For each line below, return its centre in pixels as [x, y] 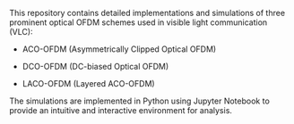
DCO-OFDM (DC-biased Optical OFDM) [95, 66]
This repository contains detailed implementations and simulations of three [147, 13]
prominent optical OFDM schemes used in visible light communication [138, 22]
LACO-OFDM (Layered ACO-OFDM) [88, 83]
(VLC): [21, 32]
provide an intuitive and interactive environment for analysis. [121, 110]
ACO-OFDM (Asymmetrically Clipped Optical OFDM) [119, 49]
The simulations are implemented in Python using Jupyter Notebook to [140, 101]
